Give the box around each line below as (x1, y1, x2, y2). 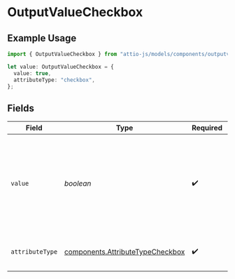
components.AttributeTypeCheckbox (64, 247, 185, 257)
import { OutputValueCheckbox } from (7, 50, 117, 57)
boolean (64, 179, 92, 189)
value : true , (13, 69, 52, 77)
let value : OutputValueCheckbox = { (7, 63, 114, 70)
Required (191, 123, 222, 133)
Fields (7, 102, 35, 114)
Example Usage (7, 32, 77, 44)
